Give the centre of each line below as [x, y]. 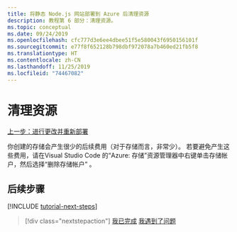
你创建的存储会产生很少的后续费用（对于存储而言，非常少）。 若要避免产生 [115, 147]
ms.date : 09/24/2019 [38, 34]
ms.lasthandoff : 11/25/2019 [49, 67]
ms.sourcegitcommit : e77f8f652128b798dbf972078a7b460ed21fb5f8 [103, 47]
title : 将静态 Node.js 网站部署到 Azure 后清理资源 [78, 14]
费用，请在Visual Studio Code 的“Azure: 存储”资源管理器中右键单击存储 [117, 155]
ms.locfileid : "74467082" [45, 73]
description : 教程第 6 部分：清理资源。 [62, 21]
